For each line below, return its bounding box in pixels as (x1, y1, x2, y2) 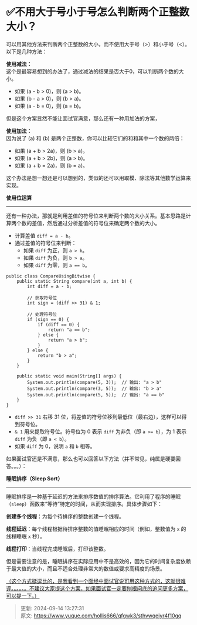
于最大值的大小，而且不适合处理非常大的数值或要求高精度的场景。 (6, 565, 165, 572)
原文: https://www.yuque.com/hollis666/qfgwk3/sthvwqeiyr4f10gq (20, 612, 182, 619)
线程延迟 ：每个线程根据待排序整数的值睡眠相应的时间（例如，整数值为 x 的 (6, 525, 186, 532)
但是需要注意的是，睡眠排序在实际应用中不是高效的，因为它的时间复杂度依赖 (6, 557, 191, 564)
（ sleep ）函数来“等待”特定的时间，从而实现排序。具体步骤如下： (6, 500, 163, 507)
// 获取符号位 (27, 295, 57, 300)
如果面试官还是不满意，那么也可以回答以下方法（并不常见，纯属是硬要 (6, 455, 176, 462)
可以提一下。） (6, 592, 40, 599)
